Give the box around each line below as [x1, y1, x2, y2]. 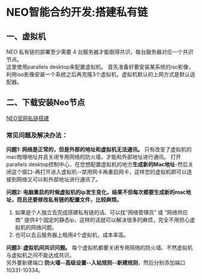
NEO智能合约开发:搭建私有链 [6, 5, 148, 19]
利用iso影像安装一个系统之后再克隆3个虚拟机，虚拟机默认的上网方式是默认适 [6, 71, 196, 78]
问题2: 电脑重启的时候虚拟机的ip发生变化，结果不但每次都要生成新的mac [6, 188, 186, 196]
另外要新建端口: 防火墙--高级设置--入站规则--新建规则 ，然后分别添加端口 [6, 259, 186, 266]
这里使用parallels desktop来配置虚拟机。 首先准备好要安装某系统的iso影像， [6, 64, 194, 70]
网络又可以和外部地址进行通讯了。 [16, 176, 101, 183]
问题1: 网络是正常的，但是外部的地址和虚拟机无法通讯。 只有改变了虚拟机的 [6, 146, 192, 153]
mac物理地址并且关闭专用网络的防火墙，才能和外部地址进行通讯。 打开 [6, 154, 182, 161]
